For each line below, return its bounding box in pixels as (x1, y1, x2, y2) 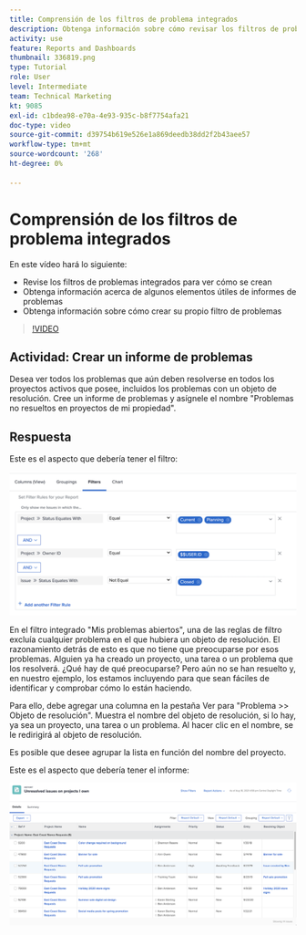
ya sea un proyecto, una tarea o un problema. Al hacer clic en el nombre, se (9, 720, 294, 731)
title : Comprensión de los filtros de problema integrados (9, 15, 239, 24)
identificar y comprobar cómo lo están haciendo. (9, 682, 193, 693)
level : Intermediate (9, 82, 88, 91)
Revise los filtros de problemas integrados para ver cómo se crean (22, 276, 272, 287)
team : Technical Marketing (9, 91, 112, 100)
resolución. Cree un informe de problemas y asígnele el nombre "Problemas (9, 393, 294, 404)
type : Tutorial (9, 63, 67, 72)
